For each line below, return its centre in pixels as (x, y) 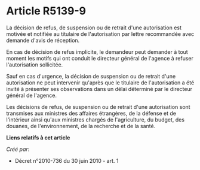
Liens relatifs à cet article (38, 137)
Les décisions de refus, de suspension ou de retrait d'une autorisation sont (98, 107)
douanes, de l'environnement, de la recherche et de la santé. (81, 126)
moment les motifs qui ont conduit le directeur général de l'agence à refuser (100, 58)
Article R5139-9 (46, 11)
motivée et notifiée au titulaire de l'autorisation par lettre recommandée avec (100, 34)
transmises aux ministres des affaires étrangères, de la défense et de (91, 113)
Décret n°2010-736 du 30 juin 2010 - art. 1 (67, 160)
